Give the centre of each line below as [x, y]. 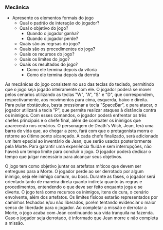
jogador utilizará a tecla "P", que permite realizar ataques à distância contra [81, 110]
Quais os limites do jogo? [45, 59]
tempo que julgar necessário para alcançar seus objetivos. [64, 157]
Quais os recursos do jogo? [47, 54]
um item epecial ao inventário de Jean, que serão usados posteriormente [78, 141]
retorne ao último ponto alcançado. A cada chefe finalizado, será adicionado [82, 136]
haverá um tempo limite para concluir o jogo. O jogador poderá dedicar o [78, 152]
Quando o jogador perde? [52, 38]
